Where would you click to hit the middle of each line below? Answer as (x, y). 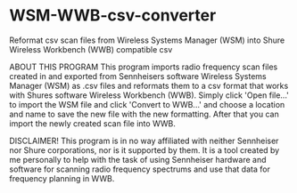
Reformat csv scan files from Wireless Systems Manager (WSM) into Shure (147, 40)
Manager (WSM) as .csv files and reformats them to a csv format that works (149, 85)
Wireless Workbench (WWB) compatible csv (91, 49)
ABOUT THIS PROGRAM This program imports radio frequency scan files (144, 67)
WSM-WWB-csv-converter (113, 16)
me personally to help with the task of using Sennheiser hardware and (138, 159)
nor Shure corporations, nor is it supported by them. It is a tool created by (144, 150)
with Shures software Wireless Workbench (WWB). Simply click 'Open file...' (149, 95)
